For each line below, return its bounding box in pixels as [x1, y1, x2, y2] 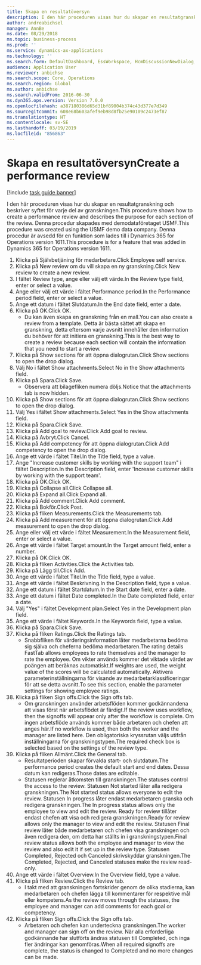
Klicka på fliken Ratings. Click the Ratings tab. [15, 630, 126, 637]
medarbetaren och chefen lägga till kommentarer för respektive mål [24, 890, 190, 897]
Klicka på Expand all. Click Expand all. [15, 490, 107, 498]
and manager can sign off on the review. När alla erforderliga [24, 928, 174, 935]
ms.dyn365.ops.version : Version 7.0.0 [7, 97, 103, 103]
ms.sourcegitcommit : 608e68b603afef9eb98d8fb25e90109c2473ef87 [7, 109, 168, 115]
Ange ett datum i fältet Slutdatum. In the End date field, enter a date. [15, 301, 181, 308]
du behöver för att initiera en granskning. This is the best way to [24, 332, 180, 339]
